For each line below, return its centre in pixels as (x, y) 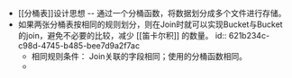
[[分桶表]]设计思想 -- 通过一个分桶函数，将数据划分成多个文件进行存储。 (152, 13)
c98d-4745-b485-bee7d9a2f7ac (79, 46)
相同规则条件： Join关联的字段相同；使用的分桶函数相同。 (139, 56)
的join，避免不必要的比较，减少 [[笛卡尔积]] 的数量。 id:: (122, 35)
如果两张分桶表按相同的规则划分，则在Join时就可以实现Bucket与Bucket (150, 24)
